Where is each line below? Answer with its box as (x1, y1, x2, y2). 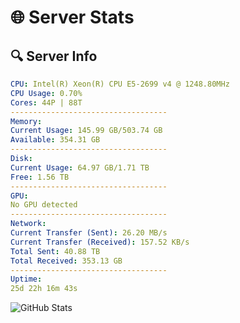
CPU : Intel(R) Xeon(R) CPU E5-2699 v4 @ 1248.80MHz (10, 79, 230, 89)
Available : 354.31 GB (10, 135, 101, 145)
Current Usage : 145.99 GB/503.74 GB (10, 126, 163, 136)
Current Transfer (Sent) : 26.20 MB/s (10, 228, 168, 238)
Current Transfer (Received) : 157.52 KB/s (10, 237, 190, 247)
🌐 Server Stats (10, 6, 135, 29)
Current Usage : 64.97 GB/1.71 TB (10, 162, 150, 173)
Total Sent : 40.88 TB (10, 246, 101, 256)
